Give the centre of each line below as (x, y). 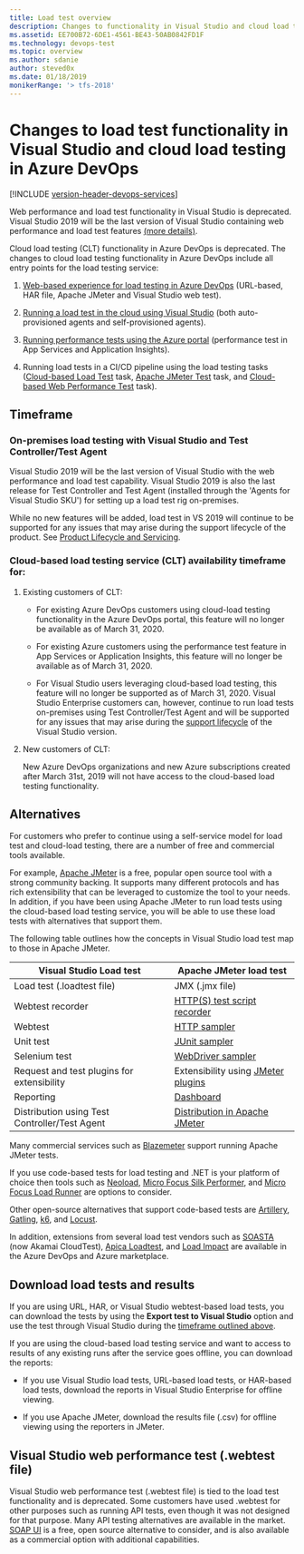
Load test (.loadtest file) (65, 986)
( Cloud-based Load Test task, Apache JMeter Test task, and (135, 376)
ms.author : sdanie (44, 60)
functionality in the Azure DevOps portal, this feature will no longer (160, 619)
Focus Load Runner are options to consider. (91, 1192)
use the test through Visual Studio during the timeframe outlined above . (142, 1326)
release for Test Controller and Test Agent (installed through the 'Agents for (150, 491)
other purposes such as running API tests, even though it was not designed (150, 1510)
